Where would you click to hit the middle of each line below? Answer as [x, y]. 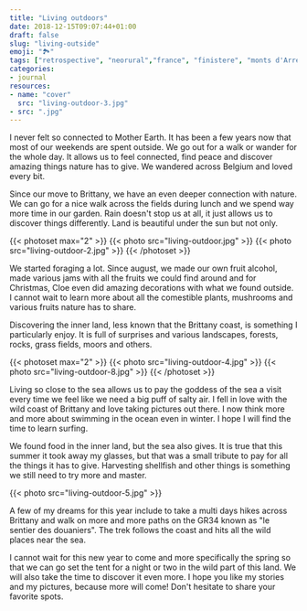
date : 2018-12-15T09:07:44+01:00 [73, 27]
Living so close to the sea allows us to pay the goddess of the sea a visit [146, 390]
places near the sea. [48, 540]
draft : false [34, 35]
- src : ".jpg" [37, 112]
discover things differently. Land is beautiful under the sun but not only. [144, 223]
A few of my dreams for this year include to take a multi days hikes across [148, 511]
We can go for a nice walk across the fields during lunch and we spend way [152, 204]
